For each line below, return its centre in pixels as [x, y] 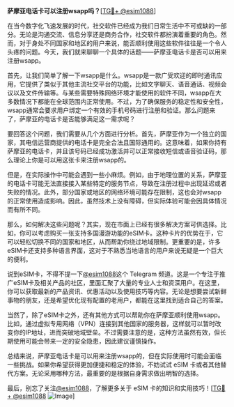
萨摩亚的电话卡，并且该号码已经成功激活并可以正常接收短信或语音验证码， [114, 151]
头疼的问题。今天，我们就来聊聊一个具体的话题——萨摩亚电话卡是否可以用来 [117, 52]
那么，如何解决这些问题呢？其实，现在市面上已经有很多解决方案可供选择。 [114, 224]
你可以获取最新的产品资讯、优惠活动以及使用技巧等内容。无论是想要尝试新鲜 [117, 291]
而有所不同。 [25, 209]
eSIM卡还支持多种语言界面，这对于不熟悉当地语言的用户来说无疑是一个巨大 [115, 251]
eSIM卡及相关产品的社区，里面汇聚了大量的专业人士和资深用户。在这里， [118, 283]
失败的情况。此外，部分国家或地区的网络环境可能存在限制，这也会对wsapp [114, 192]
